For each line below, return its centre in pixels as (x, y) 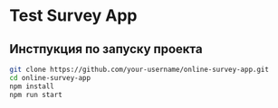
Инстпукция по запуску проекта (106, 49)
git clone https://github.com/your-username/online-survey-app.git (139, 69)
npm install (32, 86)
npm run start (36, 94)
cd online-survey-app (50, 77)
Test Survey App (73, 16)
